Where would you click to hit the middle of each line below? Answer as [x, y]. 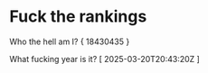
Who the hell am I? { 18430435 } [70, 41]
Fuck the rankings [78, 17]
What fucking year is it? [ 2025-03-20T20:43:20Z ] [105, 59]
